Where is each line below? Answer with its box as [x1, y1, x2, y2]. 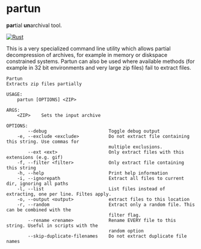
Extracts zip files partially [6, 80, 82, 87]
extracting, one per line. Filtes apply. [6, 191, 112, 197]
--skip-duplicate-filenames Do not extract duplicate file [28, 233, 187, 239]
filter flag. [108, 212, 141, 218]
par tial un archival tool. [6, 22, 62, 29]
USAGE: [6, 91, 23, 97]
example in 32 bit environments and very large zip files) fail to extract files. [6, 64, 191, 71]
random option [108, 227, 144, 234]
